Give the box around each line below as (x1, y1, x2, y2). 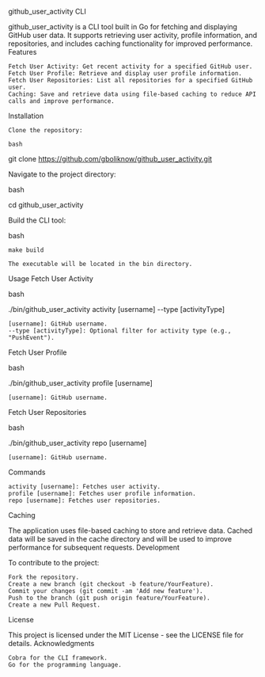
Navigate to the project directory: (8, 169, 116, 179)
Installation (8, 111, 44, 120)
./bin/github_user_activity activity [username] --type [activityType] (8, 305, 225, 314)
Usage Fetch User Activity (8, 274, 93, 283)
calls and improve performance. (8, 97, 115, 105)
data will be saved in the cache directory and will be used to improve (8, 534, 232, 543)
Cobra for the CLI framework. (8, 654, 108, 662)
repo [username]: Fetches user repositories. (8, 496, 161, 504)
